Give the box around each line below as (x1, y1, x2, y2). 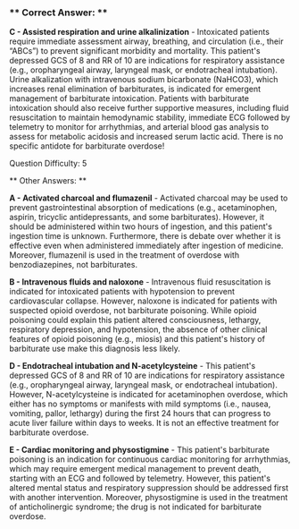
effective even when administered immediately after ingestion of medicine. (9, 240, 284, 252)
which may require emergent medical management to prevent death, (9, 464, 262, 474)
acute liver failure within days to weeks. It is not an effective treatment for (9, 418, 279, 429)
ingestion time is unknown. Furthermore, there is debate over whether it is (9, 231, 281, 242)
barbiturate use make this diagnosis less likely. (9, 343, 181, 354)
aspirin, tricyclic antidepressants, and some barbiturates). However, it (9, 212, 265, 223)
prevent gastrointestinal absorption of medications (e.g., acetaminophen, (9, 202, 278, 213)
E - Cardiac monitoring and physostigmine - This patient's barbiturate (9, 445, 270, 456)
